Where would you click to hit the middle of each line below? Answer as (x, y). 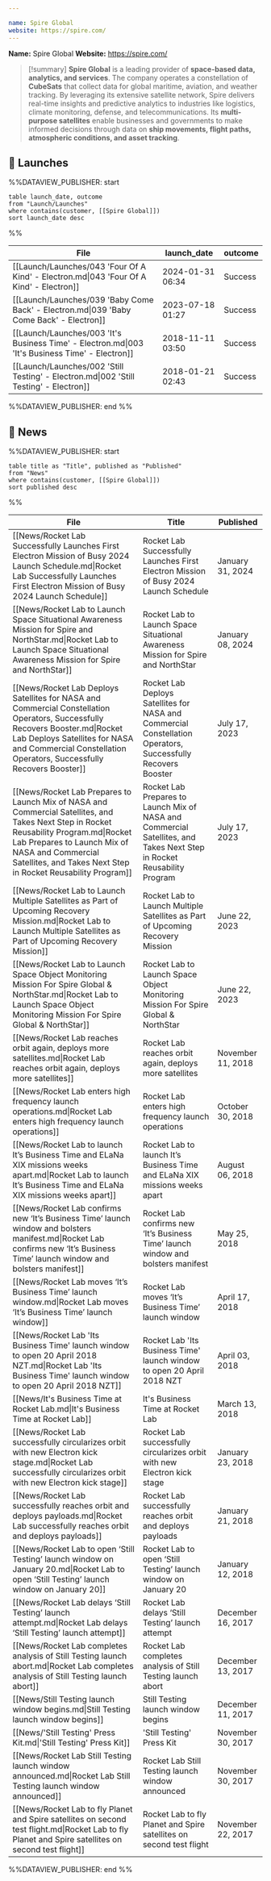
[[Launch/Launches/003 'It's (67, 333)
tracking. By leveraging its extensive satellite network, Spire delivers (142, 94)
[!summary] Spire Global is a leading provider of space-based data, (142, 69)
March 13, (237, 1404)
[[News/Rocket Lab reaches (65, 1038)
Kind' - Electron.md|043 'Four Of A (79, 277)
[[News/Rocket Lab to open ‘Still (73, 1549)
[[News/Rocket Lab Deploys (66, 688)
